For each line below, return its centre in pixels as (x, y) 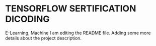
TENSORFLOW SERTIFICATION (71, 9)
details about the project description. (44, 38)
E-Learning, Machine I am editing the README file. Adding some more (78, 33)
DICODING (27, 19)
